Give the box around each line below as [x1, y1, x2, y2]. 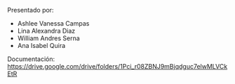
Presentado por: [7, 6, 54, 14]
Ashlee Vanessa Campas [17, 19, 90, 27]
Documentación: [7, 55, 55, 63]
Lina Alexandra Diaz [17, 27, 76, 35]
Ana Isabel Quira [17, 42, 66, 49]
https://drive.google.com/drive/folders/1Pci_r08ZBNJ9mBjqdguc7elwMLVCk [7, 62, 228, 70]
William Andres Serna [17, 34, 81, 42]
